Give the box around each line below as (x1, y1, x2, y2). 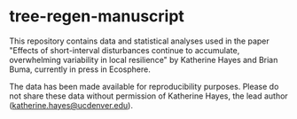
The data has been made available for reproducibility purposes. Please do (9, 81, 279, 91)
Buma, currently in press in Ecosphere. (9, 64, 151, 75)
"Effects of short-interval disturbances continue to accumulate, (9, 44, 240, 55)
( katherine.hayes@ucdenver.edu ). (9, 99, 133, 110)
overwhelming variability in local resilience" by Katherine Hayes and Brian (9, 54, 278, 65)
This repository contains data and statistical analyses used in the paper (9, 36, 270, 46)
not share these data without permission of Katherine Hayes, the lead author (9, 91, 288, 101)
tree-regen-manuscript (9, 6, 184, 27)
